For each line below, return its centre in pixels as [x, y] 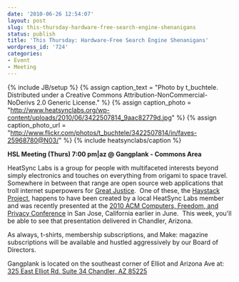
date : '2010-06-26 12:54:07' [51, 14]
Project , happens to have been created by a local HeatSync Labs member [116, 198]
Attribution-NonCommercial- [166, 95]
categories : [25, 54]
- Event [19, 61]
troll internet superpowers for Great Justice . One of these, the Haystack [113, 190]
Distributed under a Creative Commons [65, 95]
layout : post [27, 21]
